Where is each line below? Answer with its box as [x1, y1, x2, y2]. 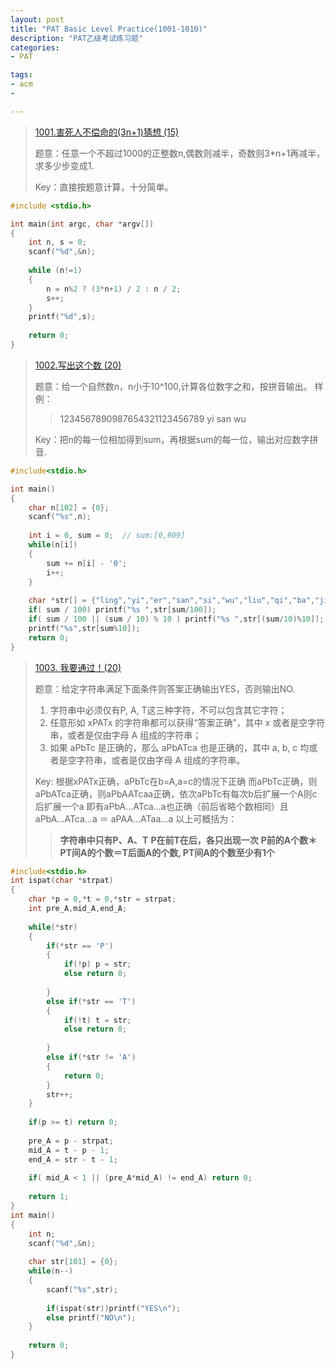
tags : [10, 70, 33, 80]
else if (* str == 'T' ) [46, 996, 137, 1006]
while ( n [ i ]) [28, 540, 78, 550]
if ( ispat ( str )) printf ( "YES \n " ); [46, 1303, 182, 1313]
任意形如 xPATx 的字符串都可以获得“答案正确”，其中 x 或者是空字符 [49, 716, 326, 728]
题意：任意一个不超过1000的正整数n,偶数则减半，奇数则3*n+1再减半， [34, 147, 326, 159]
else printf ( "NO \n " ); [46, 1312, 137, 1323]
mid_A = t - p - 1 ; [28, 1145, 110, 1155]
